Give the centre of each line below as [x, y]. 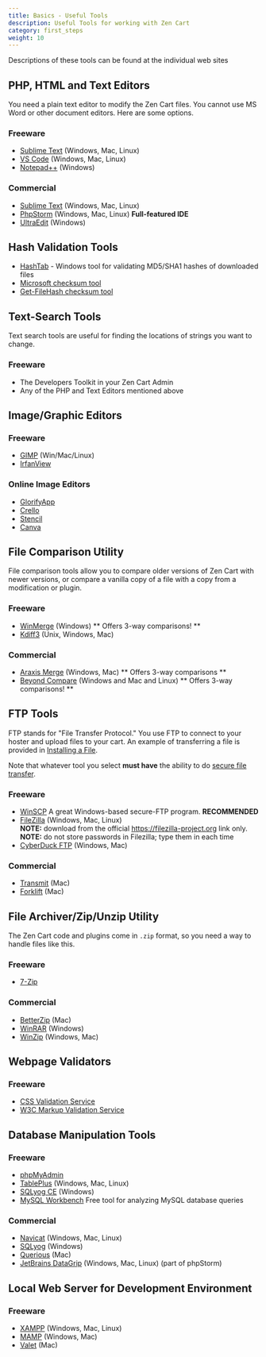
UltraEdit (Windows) [52, 222]
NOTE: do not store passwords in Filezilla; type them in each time [127, 837]
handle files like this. [42, 944]
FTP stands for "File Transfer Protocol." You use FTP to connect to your [125, 733]
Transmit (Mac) [44, 883]
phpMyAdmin [42, 1175]
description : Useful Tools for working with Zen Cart [99, 23]
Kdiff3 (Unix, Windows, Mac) [67, 634]
